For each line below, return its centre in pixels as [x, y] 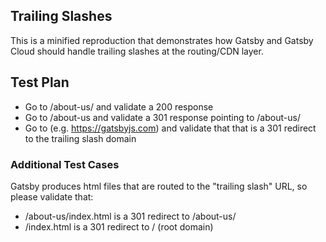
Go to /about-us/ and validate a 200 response [119, 106]
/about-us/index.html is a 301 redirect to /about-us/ [130, 216]
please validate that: [52, 196]
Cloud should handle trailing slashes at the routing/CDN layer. [137, 51]
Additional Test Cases [65, 164]
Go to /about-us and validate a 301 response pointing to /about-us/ [162, 117]
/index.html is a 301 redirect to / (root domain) [119, 226]
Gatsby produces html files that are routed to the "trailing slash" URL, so [159, 186]
